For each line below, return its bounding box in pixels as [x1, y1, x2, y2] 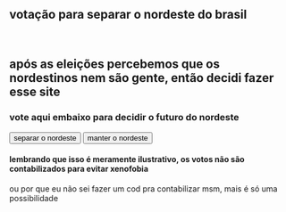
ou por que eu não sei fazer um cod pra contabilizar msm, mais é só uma [9, 183, 278, 194]
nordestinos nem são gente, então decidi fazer [9, 70, 274, 86]
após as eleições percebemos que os [9, 57, 221, 72]
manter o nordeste [87, 133, 148, 143]
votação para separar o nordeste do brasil [9, 7, 248, 22]
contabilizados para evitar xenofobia [9, 164, 149, 175]
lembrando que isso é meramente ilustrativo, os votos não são [9, 154, 245, 165]
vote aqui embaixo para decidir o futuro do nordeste [9, 111, 240, 124]
